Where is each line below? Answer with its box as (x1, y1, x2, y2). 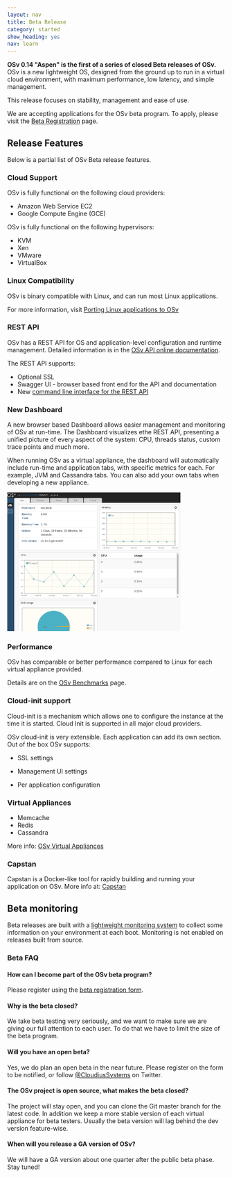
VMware (17, 251, 42, 260)
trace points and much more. (7, 443, 90, 451)
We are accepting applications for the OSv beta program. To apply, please (7, 110, 218, 118)
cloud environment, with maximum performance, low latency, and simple (7, 75, 215, 83)
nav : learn (7, 40, 39, 48)
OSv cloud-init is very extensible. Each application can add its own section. (7, 733, 222, 741)
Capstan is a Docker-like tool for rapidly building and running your (7, 875, 195, 883)
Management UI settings (17, 767, 88, 775)
